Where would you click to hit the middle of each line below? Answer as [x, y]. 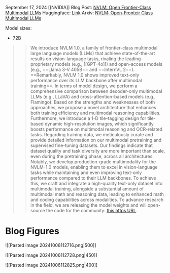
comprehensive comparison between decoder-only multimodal [96, 91]
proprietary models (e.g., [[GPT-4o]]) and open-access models [96, 64]
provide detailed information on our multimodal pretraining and [96, 140]
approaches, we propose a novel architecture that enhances [93, 107]
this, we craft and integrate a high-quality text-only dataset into [96, 183]
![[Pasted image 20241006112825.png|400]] [52, 265]
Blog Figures [32, 231]
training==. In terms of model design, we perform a [84, 86]
